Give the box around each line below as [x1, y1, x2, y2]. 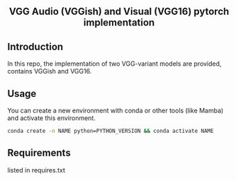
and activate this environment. [7, 114, 96, 122]
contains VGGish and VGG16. [7, 67, 92, 76]
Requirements [7, 147, 71, 159]
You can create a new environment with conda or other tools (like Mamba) [7, 106, 224, 115]
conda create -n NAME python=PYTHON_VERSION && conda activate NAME [7, 127, 214, 135]
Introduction [7, 40, 64, 52]
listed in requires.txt [7, 165, 66, 174]
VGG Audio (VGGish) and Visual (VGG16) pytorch [9, 6, 230, 18]
